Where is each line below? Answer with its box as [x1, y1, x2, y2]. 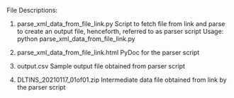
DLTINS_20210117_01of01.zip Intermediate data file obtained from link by [16, 75, 228, 84]
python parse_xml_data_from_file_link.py [16, 35, 135, 43]
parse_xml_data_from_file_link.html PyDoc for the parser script [16, 49, 200, 56]
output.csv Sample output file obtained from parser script [16, 62, 186, 70]
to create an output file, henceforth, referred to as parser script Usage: [16, 27, 224, 35]
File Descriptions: [6, 6, 58, 14]
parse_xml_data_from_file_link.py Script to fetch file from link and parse [16, 20, 225, 27]
